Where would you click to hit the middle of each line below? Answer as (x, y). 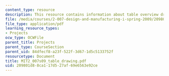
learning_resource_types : (32, 28)
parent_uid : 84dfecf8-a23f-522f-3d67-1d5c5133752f (59, 51)
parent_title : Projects (30, 42)
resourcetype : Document (30, 56)
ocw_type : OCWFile (24, 38)
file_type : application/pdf (35, 24)
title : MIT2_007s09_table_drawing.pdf (46, 61)
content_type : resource (30, 10)
